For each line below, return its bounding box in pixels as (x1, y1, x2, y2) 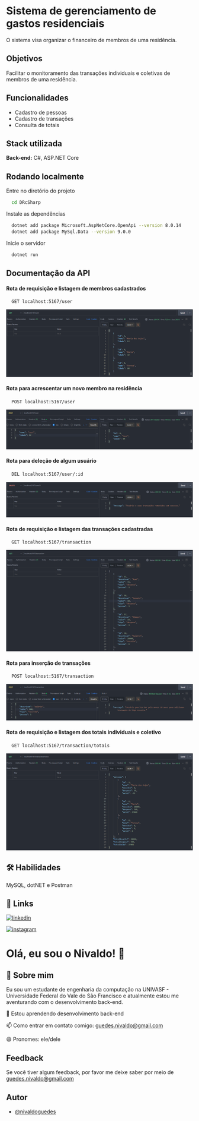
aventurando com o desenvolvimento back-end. (6, 999, 123, 1006)
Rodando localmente (6, 171, 84, 182)
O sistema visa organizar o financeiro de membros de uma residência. (6, 36, 177, 43)
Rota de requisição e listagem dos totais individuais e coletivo (6, 728, 162, 735)
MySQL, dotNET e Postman (6, 881, 73, 889)
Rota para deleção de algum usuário (6, 457, 97, 465)
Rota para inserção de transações (6, 659, 91, 667)
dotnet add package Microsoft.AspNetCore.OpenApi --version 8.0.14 (11, 223, 182, 229)
